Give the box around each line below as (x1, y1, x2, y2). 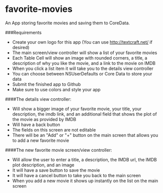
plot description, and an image (12, 162, 75, 168)
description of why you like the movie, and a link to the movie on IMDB (12, 60, 156, 66)
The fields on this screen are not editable (12, 127, 96, 132)
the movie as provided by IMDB (12, 116, 77, 122)
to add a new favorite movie (12, 137, 69, 143)
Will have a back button (12, 122, 60, 128)
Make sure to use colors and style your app (12, 86, 101, 92)
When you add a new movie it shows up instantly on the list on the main (12, 178, 159, 184)
